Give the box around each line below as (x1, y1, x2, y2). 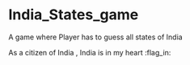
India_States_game (8, 6, 139, 24)
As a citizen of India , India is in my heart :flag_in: (8, 47, 171, 57)
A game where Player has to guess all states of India (8, 32, 184, 42)
